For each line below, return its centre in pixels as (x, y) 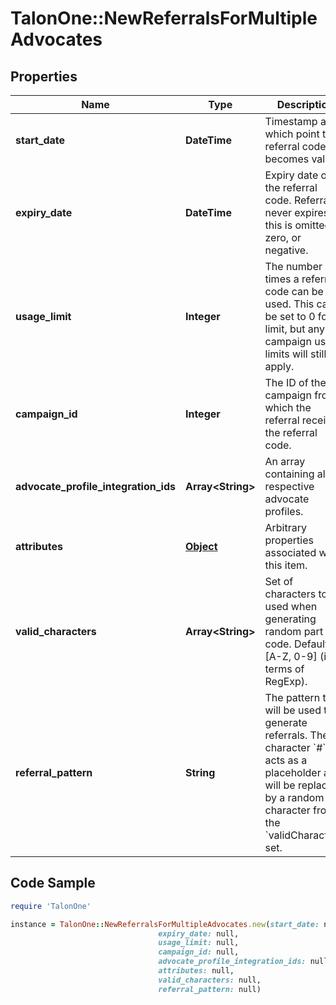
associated (290, 552)
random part (294, 631)
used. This (289, 304)
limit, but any (294, 329)
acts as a (286, 760)
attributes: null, (196, 971)
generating (290, 619)
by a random (294, 797)
